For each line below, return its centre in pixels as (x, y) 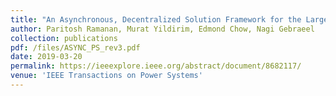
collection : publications (64, 38)
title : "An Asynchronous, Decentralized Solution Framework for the (156, 19)
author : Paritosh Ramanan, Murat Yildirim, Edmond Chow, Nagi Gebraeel (162, 29)
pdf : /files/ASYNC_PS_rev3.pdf (75, 47)
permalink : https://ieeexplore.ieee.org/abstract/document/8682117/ (156, 66)
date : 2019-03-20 (46, 57)
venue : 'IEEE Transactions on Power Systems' (106, 76)
